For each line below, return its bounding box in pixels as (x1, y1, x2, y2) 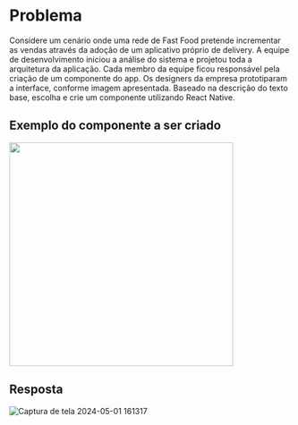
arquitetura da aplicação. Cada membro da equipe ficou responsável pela (9, 64, 280, 74)
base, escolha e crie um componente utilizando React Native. (9, 91, 235, 103)
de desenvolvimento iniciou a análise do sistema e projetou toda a (9, 54, 252, 64)
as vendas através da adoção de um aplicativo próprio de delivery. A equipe (9, 44, 290, 55)
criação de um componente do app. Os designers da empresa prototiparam (9, 72, 288, 83)
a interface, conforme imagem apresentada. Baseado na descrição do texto (9, 82, 288, 93)
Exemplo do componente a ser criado (9, 118, 222, 133)
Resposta (9, 382, 64, 397)
